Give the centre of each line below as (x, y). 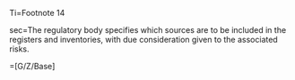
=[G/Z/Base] (32, 66)
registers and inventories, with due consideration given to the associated (143, 40)
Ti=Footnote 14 (37, 13)
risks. (19, 49)
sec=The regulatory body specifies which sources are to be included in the (148, 30)
